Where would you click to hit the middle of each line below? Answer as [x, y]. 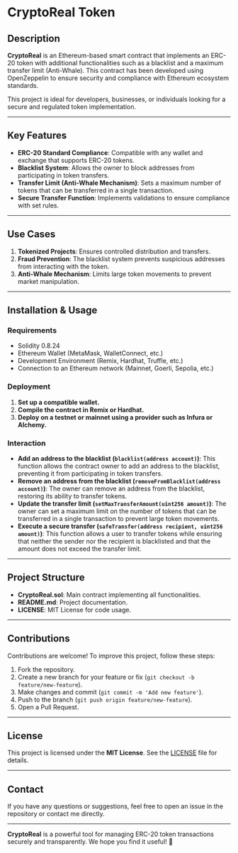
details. [18, 760]
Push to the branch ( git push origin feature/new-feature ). [105, 699]
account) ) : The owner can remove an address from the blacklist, [111, 488]
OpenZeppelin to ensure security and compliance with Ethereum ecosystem [118, 78]
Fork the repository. [46, 669]
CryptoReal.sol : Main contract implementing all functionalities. [109, 595]
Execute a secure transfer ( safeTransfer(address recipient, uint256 [120, 526]
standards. [23, 85]
